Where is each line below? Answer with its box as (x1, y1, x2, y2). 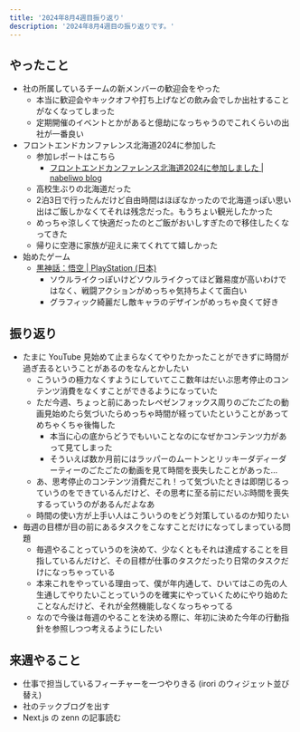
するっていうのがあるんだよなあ (35, 499, 155, 510)
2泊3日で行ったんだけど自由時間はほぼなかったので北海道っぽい (35, 195, 276, 206)
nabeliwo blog (49, 173, 102, 184)
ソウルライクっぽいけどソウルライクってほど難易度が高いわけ (49, 274, 279, 285)
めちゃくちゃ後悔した (35, 419, 116, 430)
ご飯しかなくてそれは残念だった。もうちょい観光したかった (52, 206, 274, 217)
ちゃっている (67, 567, 116, 578)
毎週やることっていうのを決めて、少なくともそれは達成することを (35, 544, 281, 555)
